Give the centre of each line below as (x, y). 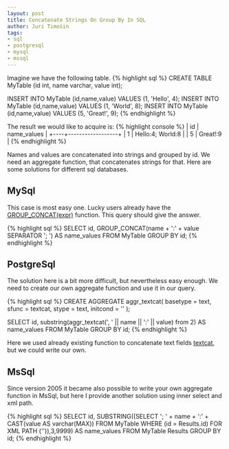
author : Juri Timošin (38, 26)
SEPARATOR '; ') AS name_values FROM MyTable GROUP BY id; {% (102, 236)
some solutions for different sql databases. (68, 169)
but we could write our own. (47, 350)
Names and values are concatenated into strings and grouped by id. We (109, 154)
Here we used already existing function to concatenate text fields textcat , (111, 343)
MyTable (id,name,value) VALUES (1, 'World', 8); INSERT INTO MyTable (108, 106)
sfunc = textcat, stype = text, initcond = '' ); (69, 309)
